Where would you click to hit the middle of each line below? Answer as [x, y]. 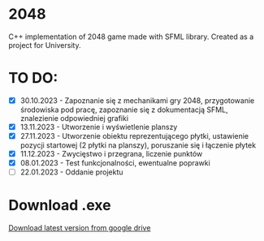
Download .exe [60, 206]
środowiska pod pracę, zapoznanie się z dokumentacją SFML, [124, 110]
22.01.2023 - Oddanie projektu [71, 172]
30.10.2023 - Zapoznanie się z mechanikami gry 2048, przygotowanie [137, 100]
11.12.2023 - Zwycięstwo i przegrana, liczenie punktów [111, 154]
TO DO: [33, 78]
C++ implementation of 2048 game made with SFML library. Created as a [131, 37]
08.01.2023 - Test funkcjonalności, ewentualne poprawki [115, 163]
